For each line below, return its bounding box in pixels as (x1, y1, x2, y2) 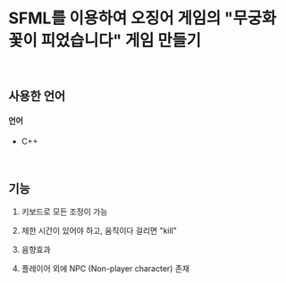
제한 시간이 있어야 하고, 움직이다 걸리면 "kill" (21, 225, 178, 237)
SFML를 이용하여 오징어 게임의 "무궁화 (8, 8, 277, 29)
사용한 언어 (8, 88, 66, 104)
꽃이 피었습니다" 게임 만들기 (8, 30, 202, 51)
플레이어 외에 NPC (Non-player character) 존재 (21, 263, 189, 274)
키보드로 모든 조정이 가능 (21, 206, 108, 217)
